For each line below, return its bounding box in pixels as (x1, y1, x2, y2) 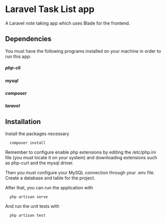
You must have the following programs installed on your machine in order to (5, 48, 161, 54)
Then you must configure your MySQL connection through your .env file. (5, 170, 155, 176)
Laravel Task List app (5, 4, 95, 15)
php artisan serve (9, 194, 48, 199)
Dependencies (5, 35, 51, 43)
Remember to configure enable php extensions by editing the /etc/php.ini (5, 149, 156, 155)
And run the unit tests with (5, 203, 60, 209)
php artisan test (9, 213, 46, 218)
